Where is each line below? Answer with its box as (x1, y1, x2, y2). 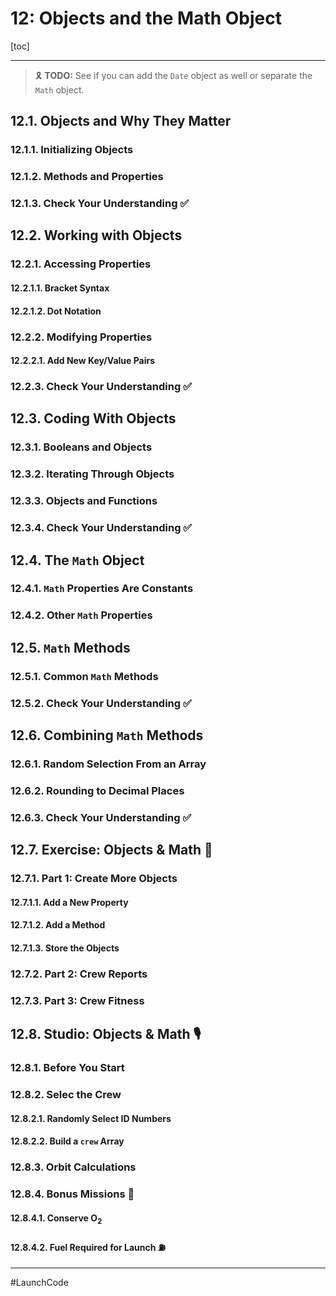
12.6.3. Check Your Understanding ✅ (10, 810, 192, 824)
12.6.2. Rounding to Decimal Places (10, 783, 185, 797)
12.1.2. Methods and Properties (10, 170, 164, 184)
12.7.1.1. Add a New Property (10, 896, 129, 908)
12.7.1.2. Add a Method (10, 919, 106, 931)
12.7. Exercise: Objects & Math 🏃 (10, 842, 213, 859)
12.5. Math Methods (10, 639, 131, 656)
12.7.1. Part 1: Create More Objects (10, 872, 178, 886)
